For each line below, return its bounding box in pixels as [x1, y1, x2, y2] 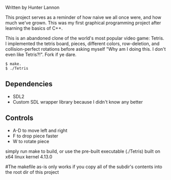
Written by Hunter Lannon [5, 5, 60, 10]
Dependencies [5, 79, 53, 89]
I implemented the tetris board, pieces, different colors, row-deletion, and [5, 41, 160, 47]
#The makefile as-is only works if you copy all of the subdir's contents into [5, 164, 162, 170]
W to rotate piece [12, 138, 50, 144]
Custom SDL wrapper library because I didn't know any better [12, 98, 143, 105]
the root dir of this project [5, 169, 59, 175]
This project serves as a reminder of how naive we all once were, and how [5, 14, 162, 20]
